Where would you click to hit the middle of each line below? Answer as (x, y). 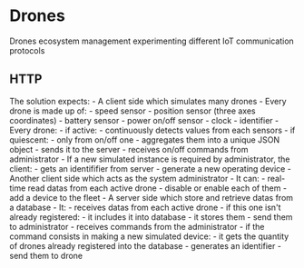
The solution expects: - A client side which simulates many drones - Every (148, 101)
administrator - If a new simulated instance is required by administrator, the (150, 159)
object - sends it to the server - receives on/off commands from (129, 149)
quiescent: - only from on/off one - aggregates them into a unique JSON (145, 139)
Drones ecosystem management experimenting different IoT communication (152, 41)
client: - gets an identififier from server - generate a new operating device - (151, 168)
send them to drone (46, 255)
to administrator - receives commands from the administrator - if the (137, 226)
